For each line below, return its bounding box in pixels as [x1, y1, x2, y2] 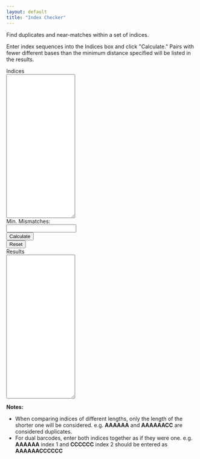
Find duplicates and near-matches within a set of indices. [6, 31, 149, 38]
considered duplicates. [15, 428, 73, 435]
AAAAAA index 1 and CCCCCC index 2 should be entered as [15, 440, 168, 448]
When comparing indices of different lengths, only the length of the [15, 415, 183, 422]
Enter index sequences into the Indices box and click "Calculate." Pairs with [6, 43, 195, 50]
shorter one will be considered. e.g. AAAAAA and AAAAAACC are [15, 421, 183, 429]
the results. [6, 56, 34, 63]
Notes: [6, 403, 24, 411]
